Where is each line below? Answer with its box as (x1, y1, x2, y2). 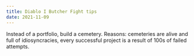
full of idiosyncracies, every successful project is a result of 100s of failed (6, 37, 187, 44)
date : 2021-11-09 (6, 14, 49, 20)
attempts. (6, 42, 30, 50)
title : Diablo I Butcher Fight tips (6, 8, 97, 15)
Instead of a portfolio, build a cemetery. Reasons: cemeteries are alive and (6, 30, 189, 37)
